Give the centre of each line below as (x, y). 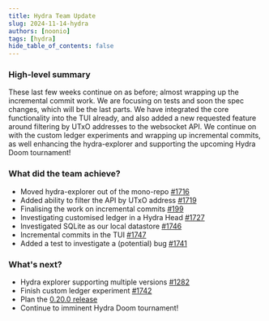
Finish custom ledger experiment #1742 (86, 291)
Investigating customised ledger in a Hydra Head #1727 (112, 217)
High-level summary (49, 75)
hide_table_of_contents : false (61, 46)
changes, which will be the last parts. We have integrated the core (119, 110)
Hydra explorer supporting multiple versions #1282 (105, 282)
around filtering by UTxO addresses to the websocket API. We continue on (132, 127)
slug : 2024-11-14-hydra (49, 24)
